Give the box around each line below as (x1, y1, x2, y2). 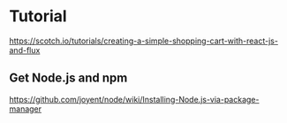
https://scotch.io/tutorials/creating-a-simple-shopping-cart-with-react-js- (9, 35, 278, 46)
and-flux (9, 44, 41, 55)
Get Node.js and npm (9, 71, 128, 86)
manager (9, 104, 42, 114)
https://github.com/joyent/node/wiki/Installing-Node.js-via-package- (9, 94, 260, 104)
